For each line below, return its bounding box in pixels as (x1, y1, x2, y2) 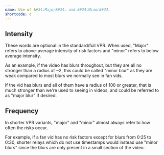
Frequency (5, 107, 39, 115)
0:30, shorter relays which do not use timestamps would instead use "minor (5, 139, 158, 145)
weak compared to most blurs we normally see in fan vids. (5, 73, 123, 78)
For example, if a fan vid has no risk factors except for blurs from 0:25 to (5, 135, 152, 140)
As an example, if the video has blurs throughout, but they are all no (5, 62, 142, 68)
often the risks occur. (5, 125, 48, 131)
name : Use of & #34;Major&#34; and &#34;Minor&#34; (5, 7, 111, 12)
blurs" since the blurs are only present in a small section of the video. (5, 145, 145, 151)
